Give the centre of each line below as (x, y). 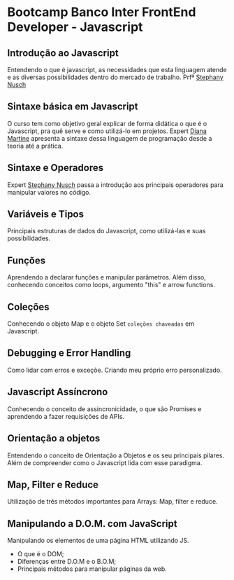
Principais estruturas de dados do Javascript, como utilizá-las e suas (107, 231)
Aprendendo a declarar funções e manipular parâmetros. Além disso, (107, 277)
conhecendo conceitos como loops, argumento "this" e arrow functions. (111, 285)
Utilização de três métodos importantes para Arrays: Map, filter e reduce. (112, 502)
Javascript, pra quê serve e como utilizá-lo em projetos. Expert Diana (107, 131)
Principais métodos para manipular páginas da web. (92, 569)
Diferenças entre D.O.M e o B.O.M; (67, 562)
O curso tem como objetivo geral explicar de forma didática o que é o (107, 123)
